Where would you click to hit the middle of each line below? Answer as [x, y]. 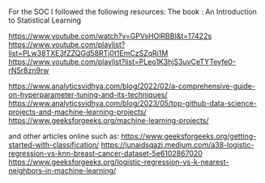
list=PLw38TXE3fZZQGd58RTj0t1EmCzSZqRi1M [88, 53]
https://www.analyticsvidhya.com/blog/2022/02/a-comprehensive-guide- [132, 86]
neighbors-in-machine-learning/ [62, 170]
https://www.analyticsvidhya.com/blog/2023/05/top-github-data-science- [133, 103]
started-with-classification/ [54, 145]
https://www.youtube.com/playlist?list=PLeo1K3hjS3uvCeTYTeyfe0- [122, 62]
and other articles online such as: [64, 136]
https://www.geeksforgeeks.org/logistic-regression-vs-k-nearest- [119, 162]
